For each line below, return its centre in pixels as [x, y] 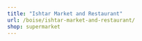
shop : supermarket [34, 26]
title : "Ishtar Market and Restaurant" [65, 14]
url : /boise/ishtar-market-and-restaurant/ [71, 20]
